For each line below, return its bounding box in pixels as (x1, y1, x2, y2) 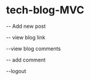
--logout (6, 67, 26, 74)
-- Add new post (6, 23, 46, 30)
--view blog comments (6, 45, 61, 52)
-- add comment (6, 56, 46, 63)
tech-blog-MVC (6, 3, 85, 17)
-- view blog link (6, 34, 46, 41)
